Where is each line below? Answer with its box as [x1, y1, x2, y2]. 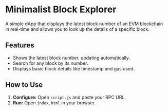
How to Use [5, 81, 43, 89]
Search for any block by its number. [12, 60, 88, 66]
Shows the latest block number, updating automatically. [12, 54, 130, 61]
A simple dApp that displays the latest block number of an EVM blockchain [5, 21, 163, 27]
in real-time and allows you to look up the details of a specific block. [5, 26, 150, 32]
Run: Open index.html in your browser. [12, 99, 96, 106]
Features [5, 41, 34, 50]
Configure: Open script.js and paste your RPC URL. [12, 94, 126, 100]
